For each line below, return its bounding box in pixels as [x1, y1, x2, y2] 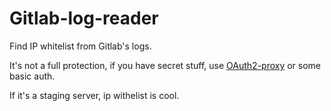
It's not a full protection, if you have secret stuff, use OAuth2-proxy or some [9, 59, 322, 71]
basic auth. [9, 70, 56, 82]
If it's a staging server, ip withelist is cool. [9, 89, 180, 101]
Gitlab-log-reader [9, 7, 159, 30]
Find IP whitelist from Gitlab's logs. [9, 40, 152, 52]
